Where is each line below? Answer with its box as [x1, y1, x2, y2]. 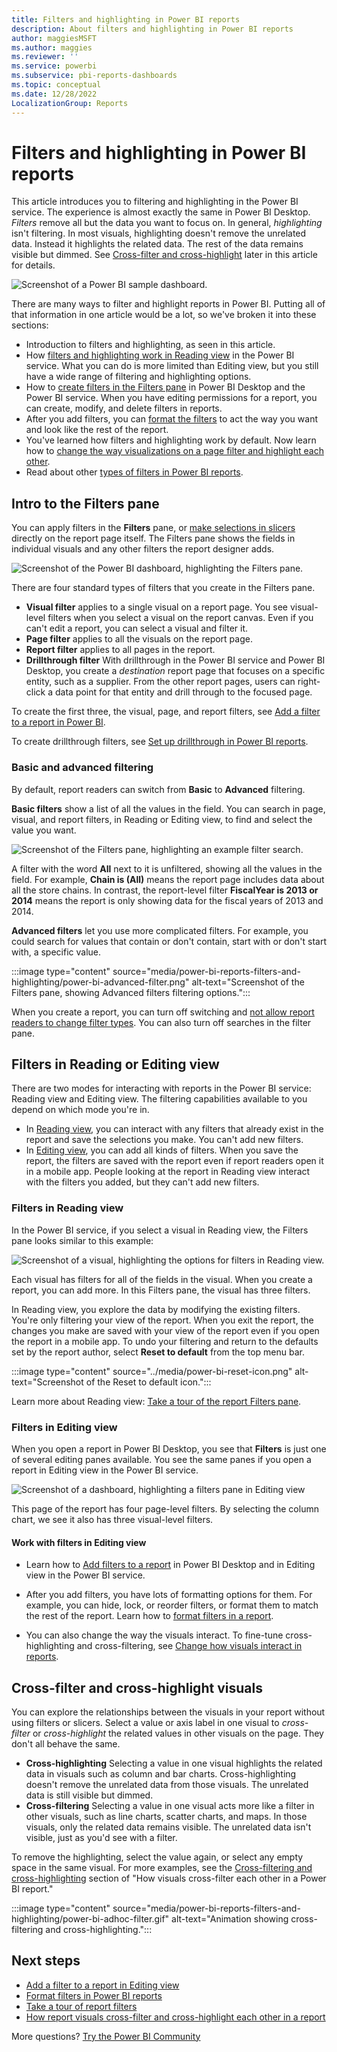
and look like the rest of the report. [25, 424, 169, 436]
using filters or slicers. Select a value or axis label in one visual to [11, 1716, 280, 1728]
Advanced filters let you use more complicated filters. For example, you [11, 924, 309, 936]
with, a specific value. [11, 946, 102, 958]
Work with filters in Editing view [11, 1536, 147, 1548]
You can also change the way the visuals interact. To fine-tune [25, 1629, 284, 1641]
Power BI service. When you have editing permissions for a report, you [25, 392, 318, 404]
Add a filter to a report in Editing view [25, 1979, 180, 1991]
